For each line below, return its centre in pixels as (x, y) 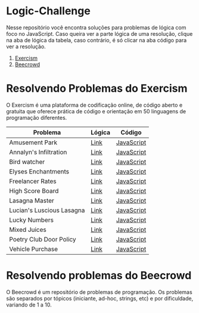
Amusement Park (33, 142)
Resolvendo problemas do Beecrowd (99, 276)
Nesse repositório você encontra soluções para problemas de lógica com (96, 27)
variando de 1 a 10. (29, 305)
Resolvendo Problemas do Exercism (97, 89)
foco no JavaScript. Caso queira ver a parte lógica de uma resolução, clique (99, 33)
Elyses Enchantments (39, 171)
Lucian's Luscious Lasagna (47, 210)
